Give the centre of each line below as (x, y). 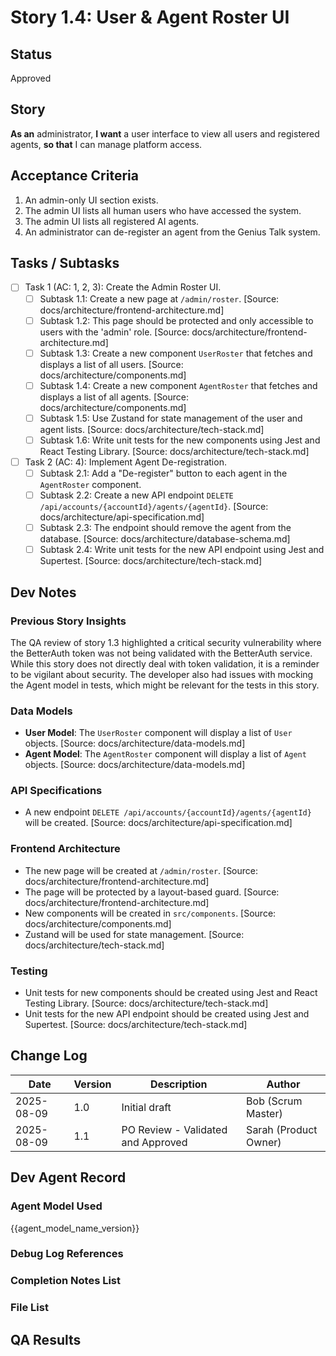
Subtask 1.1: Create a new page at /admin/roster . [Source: (159, 298)
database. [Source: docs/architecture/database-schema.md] (165, 539)
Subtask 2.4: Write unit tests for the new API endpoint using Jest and (182, 550)
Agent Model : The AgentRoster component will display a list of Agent (165, 754)
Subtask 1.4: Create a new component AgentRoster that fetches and (178, 385)
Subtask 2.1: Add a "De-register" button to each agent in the (163, 473)
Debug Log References (67, 1254)
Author (283, 1084)
